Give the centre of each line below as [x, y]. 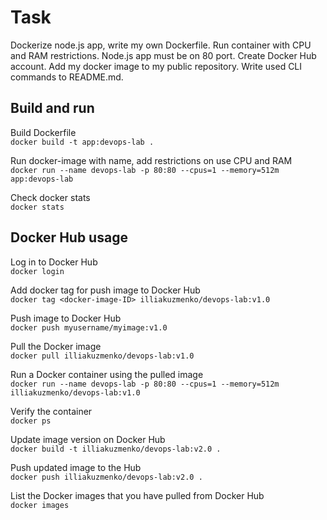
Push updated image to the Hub [76, 467]
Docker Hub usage [69, 237]
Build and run [52, 108]
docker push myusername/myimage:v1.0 [89, 327]
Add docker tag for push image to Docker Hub [105, 290]
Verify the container [51, 411]
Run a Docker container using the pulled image [107, 374]
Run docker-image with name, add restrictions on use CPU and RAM [151, 160]
